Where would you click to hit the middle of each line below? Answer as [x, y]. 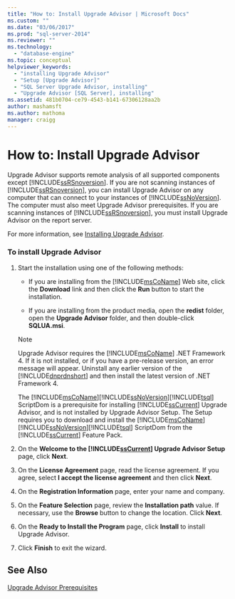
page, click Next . [43, 456]
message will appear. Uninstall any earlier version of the [100, 368]
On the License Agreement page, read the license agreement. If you [118, 470]
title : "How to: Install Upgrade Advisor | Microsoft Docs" [99, 14]
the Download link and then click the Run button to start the [116, 289]
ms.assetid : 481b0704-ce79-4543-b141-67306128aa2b [84, 100]
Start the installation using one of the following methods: [100, 267]
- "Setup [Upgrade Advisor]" [57, 80]
